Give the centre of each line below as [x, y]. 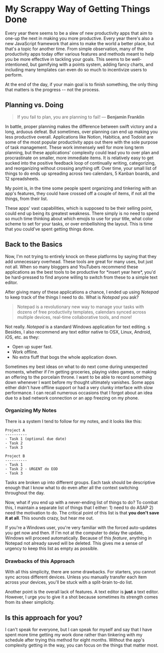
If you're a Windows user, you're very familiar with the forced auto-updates [81, 527]
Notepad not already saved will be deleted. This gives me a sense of [74, 543]
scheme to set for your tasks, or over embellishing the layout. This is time [79, 224]
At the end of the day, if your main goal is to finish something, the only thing [82, 84]
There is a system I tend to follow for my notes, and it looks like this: [73, 421]
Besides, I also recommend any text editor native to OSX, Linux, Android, [78, 332]
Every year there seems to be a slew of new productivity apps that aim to [79, 33]
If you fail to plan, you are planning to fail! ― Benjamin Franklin [81, 117]
